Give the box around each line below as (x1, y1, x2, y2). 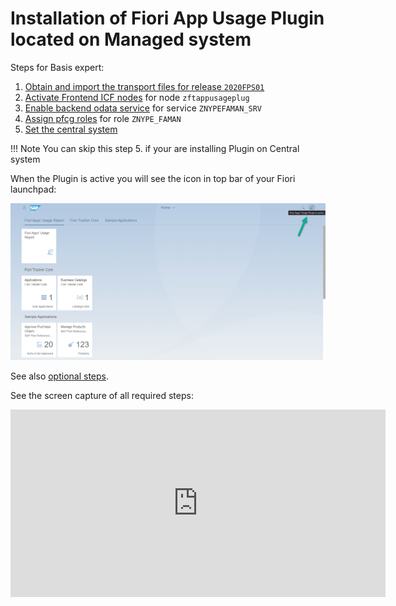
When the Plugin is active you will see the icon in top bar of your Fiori (10, 172, 296, 184)
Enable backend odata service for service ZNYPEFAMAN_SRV (24, 102, 262, 114)
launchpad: (10, 183, 57, 195)
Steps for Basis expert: (10, 61, 105, 73)
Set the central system (24, 123, 118, 135)
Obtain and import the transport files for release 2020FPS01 (24, 80, 265, 92)
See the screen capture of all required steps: (10, 390, 194, 402)
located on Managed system (10, 28, 252, 51)
